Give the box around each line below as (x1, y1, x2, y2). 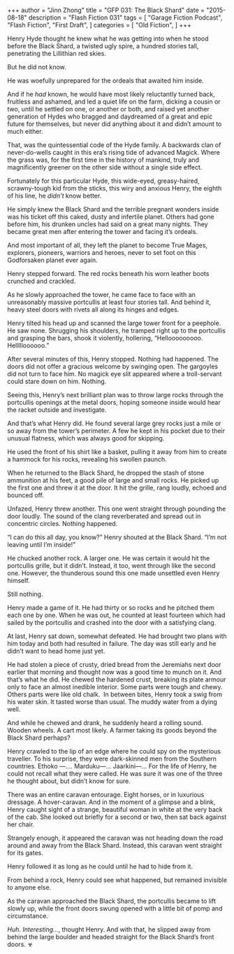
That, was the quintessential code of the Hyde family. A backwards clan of (7, 141, 221, 149)
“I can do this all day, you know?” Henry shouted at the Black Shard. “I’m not (7, 533, 227, 541)
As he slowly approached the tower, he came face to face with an (7, 291, 196, 298)
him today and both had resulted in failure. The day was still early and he (7, 640, 217, 647)
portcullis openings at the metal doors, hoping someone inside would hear (7, 399, 221, 406)
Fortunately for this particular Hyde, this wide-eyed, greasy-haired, (7, 177, 200, 185)
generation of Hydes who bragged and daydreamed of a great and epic (7, 112, 213, 120)
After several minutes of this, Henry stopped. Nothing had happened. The (7, 355, 219, 363)
